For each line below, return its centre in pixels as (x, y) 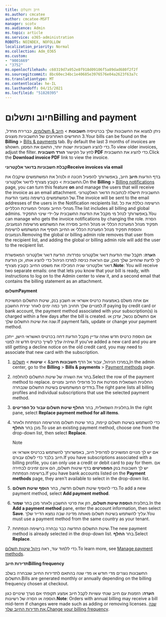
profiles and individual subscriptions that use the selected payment (81, 393)
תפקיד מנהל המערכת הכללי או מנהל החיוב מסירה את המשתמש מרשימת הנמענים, (82, 224)
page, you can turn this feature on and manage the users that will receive (80, 187)
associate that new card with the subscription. (52, 352)
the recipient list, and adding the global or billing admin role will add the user (83, 240)
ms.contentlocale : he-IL (31, 83)
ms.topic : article (24, 33)
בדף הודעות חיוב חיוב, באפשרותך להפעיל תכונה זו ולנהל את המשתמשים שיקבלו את (83, 177)
